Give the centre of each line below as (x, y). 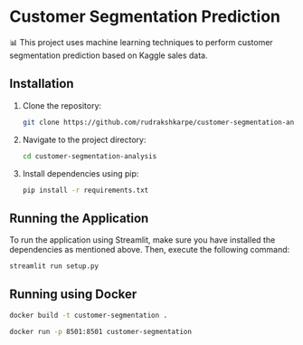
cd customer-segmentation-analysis (90, 156)
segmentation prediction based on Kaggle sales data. (109, 55)
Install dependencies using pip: (80, 173)
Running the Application (79, 218)
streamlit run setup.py (54, 266)
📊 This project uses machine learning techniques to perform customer (141, 42)
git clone (41, 122)
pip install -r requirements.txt (85, 190)
